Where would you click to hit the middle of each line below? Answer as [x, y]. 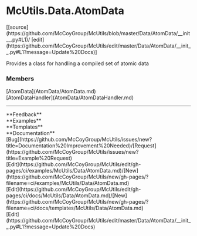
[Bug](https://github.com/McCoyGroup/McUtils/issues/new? [79, 140]
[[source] [17, 27]
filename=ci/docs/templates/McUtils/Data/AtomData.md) [75, 208]
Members [20, 79]
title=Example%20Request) [39, 158]
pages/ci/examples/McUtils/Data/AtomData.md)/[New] [72, 171]
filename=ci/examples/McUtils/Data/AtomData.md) [68, 183]
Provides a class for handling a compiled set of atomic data [78, 63]
